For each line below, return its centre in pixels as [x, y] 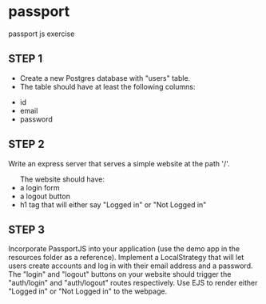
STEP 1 [26, 59]
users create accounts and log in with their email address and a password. [131, 266]
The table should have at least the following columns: [107, 86]
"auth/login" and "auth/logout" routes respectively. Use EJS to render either [133, 283]
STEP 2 [27, 144]
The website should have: [62, 179]
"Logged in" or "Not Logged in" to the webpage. [88, 291]
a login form [40, 187]
